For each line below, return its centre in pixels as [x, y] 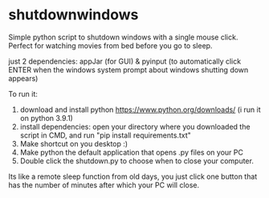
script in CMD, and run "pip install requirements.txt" [105, 135]
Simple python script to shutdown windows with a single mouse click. [123, 37]
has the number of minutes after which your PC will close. [104, 185]
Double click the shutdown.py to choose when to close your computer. [137, 161]
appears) [23, 78]
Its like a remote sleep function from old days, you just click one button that [133, 176]
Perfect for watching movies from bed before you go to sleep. [110, 45]
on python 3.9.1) [47, 118]
